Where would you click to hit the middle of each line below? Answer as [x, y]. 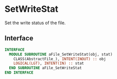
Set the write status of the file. [35, 23]
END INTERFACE [19, 73]
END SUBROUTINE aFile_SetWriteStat [45, 68]
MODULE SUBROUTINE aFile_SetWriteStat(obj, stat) [61, 54]
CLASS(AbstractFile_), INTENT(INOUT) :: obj [60, 59]
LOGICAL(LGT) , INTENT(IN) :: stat [49, 63]
